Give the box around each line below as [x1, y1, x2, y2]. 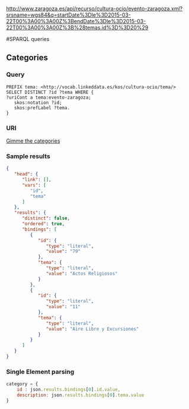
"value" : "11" [46, 304, 81, 310]
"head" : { [14, 171, 39, 177]
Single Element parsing [6, 367, 75, 376]
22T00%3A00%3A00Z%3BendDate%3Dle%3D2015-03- [6, 18, 146, 24]
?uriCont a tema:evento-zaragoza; [6, 95, 92, 100]
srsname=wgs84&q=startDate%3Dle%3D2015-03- [6, 11, 132, 18]
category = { [6, 381, 39, 387]
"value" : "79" [46, 248, 81, 254]
